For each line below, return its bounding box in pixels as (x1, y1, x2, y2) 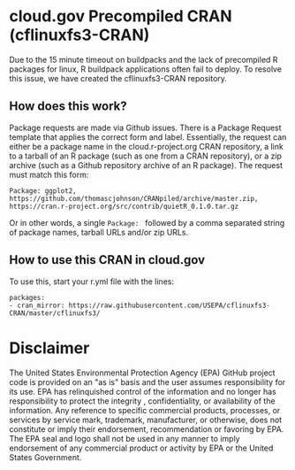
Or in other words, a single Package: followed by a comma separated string (9, 217, 285, 227)
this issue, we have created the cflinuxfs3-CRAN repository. (9, 73, 228, 83)
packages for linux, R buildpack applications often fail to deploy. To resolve (9, 64, 283, 74)
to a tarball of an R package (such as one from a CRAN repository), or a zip (9, 150, 283, 161)
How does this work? (9, 99, 127, 114)
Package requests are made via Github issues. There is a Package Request (9, 122, 282, 133)
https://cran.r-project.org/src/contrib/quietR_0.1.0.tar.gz (9, 202, 239, 211)
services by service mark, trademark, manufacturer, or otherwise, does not (9, 414, 283, 425)
